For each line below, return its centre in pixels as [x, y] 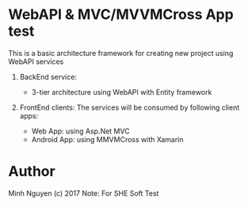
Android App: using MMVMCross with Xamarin [107, 139]
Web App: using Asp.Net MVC [80, 131]
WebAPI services [36, 62]
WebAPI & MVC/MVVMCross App [121, 15]
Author [32, 172]
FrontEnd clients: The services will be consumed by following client [130, 107]
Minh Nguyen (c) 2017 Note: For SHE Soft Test [84, 193]
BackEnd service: [48, 77]
